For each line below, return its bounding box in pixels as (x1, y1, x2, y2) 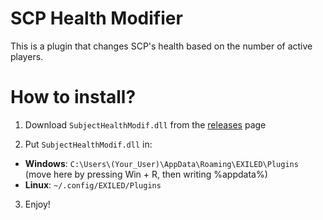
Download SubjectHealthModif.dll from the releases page (24, 118, 267, 131)
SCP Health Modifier (10, 7, 183, 30)
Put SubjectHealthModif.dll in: (24, 138, 153, 150)
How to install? (10, 86, 137, 109)
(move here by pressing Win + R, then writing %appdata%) (24, 168, 268, 180)
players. (10, 50, 44, 62)
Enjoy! (24, 198, 51, 210)
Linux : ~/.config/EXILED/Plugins (24, 178, 162, 191)
